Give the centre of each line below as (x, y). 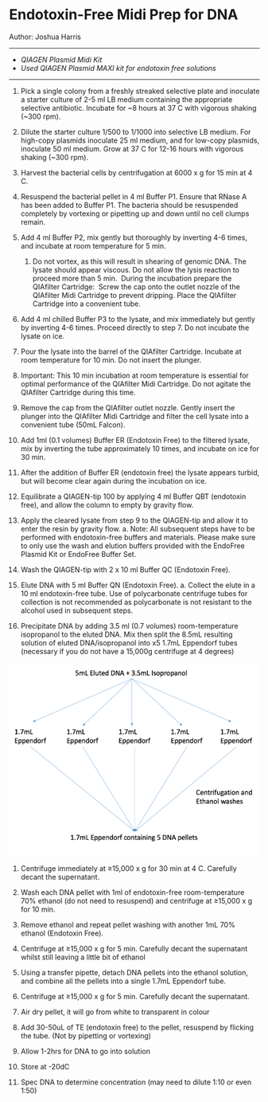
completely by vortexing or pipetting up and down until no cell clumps (135, 214)
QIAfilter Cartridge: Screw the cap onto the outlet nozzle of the (136, 286)
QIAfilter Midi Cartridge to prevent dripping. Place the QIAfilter (134, 295)
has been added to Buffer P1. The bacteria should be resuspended (129, 205)
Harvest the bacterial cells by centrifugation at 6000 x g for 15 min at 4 (136, 172)
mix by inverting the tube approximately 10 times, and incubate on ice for (140, 449)
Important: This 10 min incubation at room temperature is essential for (134, 375)
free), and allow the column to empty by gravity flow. (107, 504)
